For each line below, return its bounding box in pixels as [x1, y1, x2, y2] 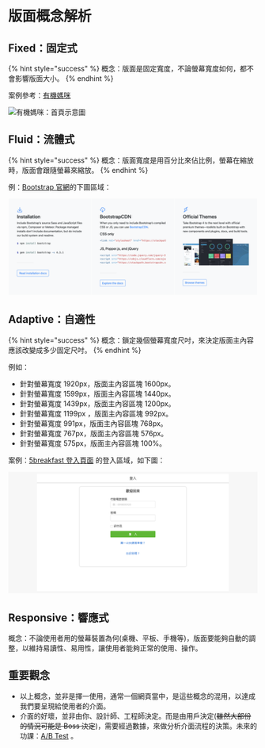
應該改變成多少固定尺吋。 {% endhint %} [8, 345, 142, 355]
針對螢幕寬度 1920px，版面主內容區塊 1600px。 [19, 378, 176, 389]
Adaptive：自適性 [8, 313, 96, 326]
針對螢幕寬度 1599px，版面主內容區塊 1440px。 [19, 389, 176, 398]
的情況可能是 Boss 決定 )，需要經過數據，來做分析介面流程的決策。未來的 [19, 721, 258, 731]
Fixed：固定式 [8, 41, 78, 55]
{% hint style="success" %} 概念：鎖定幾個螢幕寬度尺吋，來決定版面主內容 [8, 335, 255, 345]
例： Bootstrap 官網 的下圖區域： [8, 182, 112, 191]
